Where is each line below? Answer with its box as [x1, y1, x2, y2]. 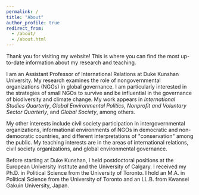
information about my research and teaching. [26, 59, 136, 66]
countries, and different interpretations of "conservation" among [35, 133, 194, 140]
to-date [6, 59, 25, 66]
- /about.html [11, 36, 46, 42]
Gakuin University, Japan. [6, 182, 70, 189]
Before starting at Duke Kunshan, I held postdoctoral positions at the [6, 157, 174, 163]
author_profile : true [6, 20, 60, 26]
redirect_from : [6, 25, 44, 32]
